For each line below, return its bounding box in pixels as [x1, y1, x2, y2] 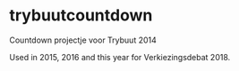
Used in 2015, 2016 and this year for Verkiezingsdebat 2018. [9, 51, 231, 62]
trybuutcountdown [9, 5, 153, 26]
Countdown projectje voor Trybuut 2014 [9, 35, 157, 45]
